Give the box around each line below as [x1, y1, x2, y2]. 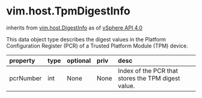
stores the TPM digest [118, 74, 180, 82]
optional [67, 56, 91, 64]
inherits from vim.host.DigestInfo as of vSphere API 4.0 [6, 24, 143, 31]
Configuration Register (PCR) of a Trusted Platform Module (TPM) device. [6, 42, 188, 49]
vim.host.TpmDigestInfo [6, 4, 130, 18]
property [9, 56, 35, 64]
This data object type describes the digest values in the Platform [6, 35, 167, 43]
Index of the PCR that [118, 66, 179, 75]
